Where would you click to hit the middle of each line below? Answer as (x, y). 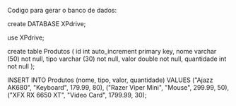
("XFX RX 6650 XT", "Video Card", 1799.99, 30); (77, 95)
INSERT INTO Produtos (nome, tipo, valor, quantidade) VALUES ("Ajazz (110, 80)
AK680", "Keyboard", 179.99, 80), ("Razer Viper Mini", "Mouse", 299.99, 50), (118, 87)
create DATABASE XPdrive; (47, 24)
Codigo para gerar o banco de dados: (62, 10)
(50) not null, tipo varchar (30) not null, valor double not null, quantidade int (117, 59)
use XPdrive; (26, 37)
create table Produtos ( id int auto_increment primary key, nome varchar (112, 51)
